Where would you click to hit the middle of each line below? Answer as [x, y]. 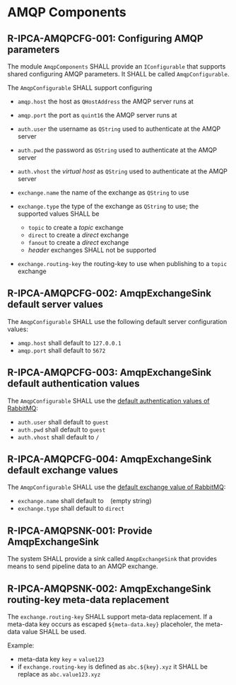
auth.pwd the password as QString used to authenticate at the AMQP [117, 150]
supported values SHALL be [58, 214]
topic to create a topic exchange [76, 228]
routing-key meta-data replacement [88, 600]
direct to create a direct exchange [78, 235]
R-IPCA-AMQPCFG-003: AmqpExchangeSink [110, 373]
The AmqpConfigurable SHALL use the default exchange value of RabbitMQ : [117, 487]
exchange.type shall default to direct [71, 508]
